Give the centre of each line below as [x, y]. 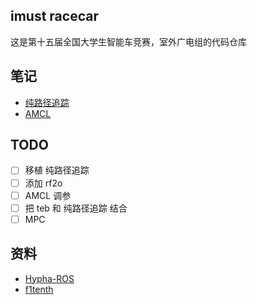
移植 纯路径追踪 [57, 170]
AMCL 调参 [48, 195]
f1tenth [39, 289]
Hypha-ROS [49, 278]
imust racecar [54, 16]
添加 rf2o [43, 183]
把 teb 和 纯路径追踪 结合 [76, 208]
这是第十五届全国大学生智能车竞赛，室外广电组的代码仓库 [128, 41]
